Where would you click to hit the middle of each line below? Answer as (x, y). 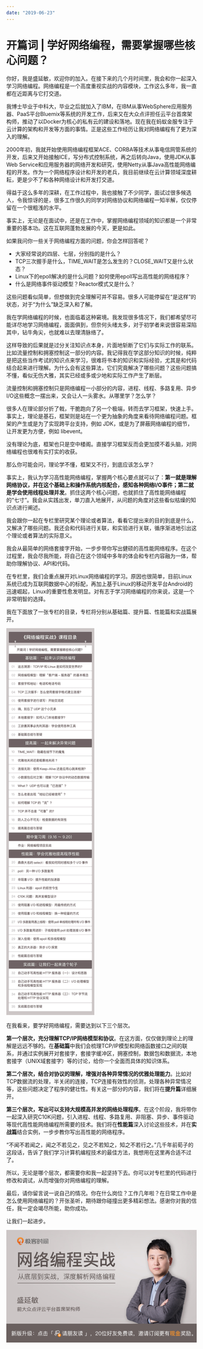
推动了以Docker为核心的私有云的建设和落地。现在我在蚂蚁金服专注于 (108, 121)
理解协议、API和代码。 (45, 563)
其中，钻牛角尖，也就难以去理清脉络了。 (56, 332)
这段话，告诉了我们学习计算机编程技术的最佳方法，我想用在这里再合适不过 (99, 1152)
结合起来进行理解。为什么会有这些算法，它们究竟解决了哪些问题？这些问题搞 (101, 367)
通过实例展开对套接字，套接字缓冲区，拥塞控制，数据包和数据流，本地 (109, 1053)
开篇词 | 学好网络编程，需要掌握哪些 (95, 45)
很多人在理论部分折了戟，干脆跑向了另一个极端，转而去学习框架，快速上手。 (101, 409)
